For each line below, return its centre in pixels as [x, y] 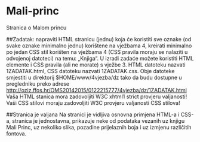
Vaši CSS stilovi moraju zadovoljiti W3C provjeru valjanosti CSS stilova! [93, 102]
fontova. [16, 134]
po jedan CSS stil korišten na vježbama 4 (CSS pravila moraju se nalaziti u [97, 52]
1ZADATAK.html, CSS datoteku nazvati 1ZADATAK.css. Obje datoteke [90, 71]
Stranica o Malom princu [36, 28]
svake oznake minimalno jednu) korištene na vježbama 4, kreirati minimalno [99, 46]
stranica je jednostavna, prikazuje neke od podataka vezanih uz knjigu [98, 120]
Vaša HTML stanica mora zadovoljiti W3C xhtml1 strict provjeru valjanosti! [97, 96]
